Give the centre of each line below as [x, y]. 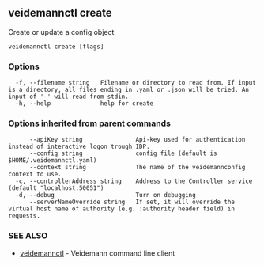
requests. [25, 216]
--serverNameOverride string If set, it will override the [132, 202]
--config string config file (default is [123, 153]
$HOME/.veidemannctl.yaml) [53, 161]
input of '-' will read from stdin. [68, 97]
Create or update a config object [61, 32]
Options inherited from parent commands [90, 123]
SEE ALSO [28, 236]
